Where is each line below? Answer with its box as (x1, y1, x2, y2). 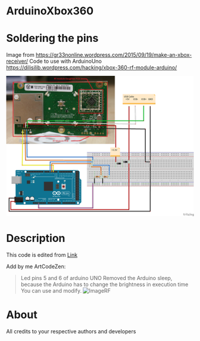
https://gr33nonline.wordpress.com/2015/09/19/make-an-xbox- (35, 51, 192, 59)
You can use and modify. (20, 287, 82, 294)
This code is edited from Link (6, 251, 78, 259)
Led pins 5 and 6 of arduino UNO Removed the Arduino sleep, (20, 275, 173, 282)
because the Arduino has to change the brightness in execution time (20, 281, 189, 288)
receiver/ (6, 58, 29, 65)
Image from (6, 51, 35, 59)
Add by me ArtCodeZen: (6, 263, 66, 270)
